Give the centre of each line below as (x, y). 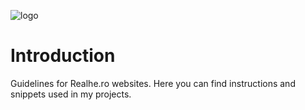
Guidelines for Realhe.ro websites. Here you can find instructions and (153, 83)
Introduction (63, 56)
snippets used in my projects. (71, 94)
